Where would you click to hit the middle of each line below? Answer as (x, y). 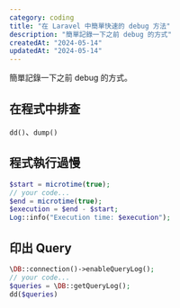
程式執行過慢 (45, 163)
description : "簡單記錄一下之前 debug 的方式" (91, 34)
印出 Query (40, 248)
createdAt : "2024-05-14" (56, 43)
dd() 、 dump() (34, 132)
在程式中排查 (45, 109)
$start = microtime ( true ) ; (60, 184)
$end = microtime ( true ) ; (56, 201)
